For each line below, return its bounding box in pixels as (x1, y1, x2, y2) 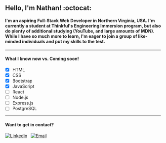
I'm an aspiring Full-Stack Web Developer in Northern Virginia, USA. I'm (5, 17, 155, 24)
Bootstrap (12, 78, 33, 84)
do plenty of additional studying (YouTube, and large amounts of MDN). (5, 28, 155, 34)
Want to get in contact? (5, 121, 54, 127)
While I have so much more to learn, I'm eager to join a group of (5, 33, 137, 39)
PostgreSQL (12, 106, 37, 112)
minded (5, 38, 21, 44)
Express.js (12, 100, 34, 106)
